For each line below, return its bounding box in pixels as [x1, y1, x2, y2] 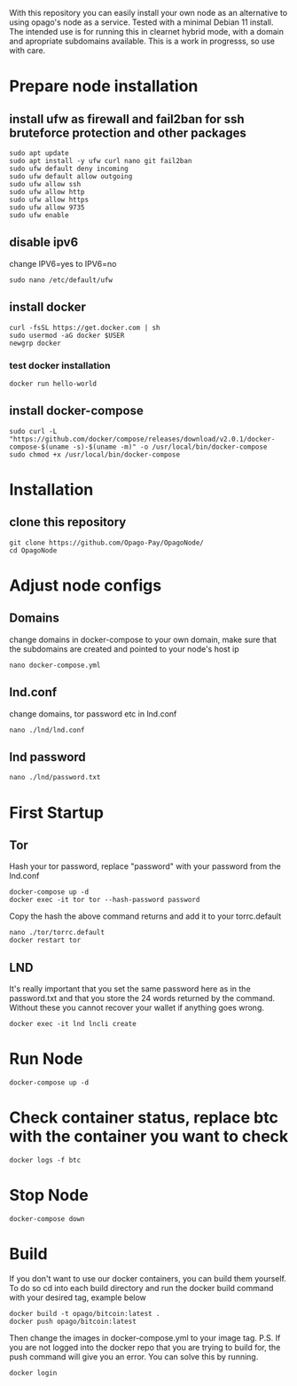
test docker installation [9, 359, 111, 372]
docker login [9, 1368, 58, 1377]
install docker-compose [9, 403, 144, 419]
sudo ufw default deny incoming [9, 164, 129, 173]
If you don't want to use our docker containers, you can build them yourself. [9, 1272, 286, 1284]
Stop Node [9, 1186, 89, 1205]
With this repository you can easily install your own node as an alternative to [9, 8, 288, 18]
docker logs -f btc [9, 1156, 82, 1165]
